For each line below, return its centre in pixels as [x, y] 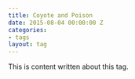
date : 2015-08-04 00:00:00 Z [56, 23]
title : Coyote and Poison [50, 15]
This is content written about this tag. [68, 66]
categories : [27, 30]
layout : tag [27, 45]
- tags [19, 37]
